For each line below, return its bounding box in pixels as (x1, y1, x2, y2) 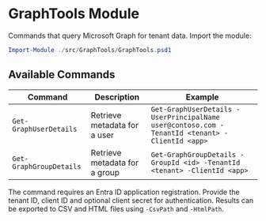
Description (94, 92, 140, 103)
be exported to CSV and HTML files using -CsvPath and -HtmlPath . (8, 204, 224, 213)
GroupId (150, 158, 180, 167)
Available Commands (8, 68, 116, 81)
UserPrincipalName (150, 112, 220, 122)
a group (90, 167, 120, 178)
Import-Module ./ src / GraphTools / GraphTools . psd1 (8, 46, 172, 54)
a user (90, 129, 115, 140)
